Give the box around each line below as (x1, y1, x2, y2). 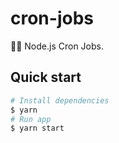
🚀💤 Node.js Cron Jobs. (10, 40, 104, 52)
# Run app (10, 114, 52, 124)
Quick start (10, 69, 82, 86)
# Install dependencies (10, 95, 110, 106)
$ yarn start (10, 123, 65, 134)
